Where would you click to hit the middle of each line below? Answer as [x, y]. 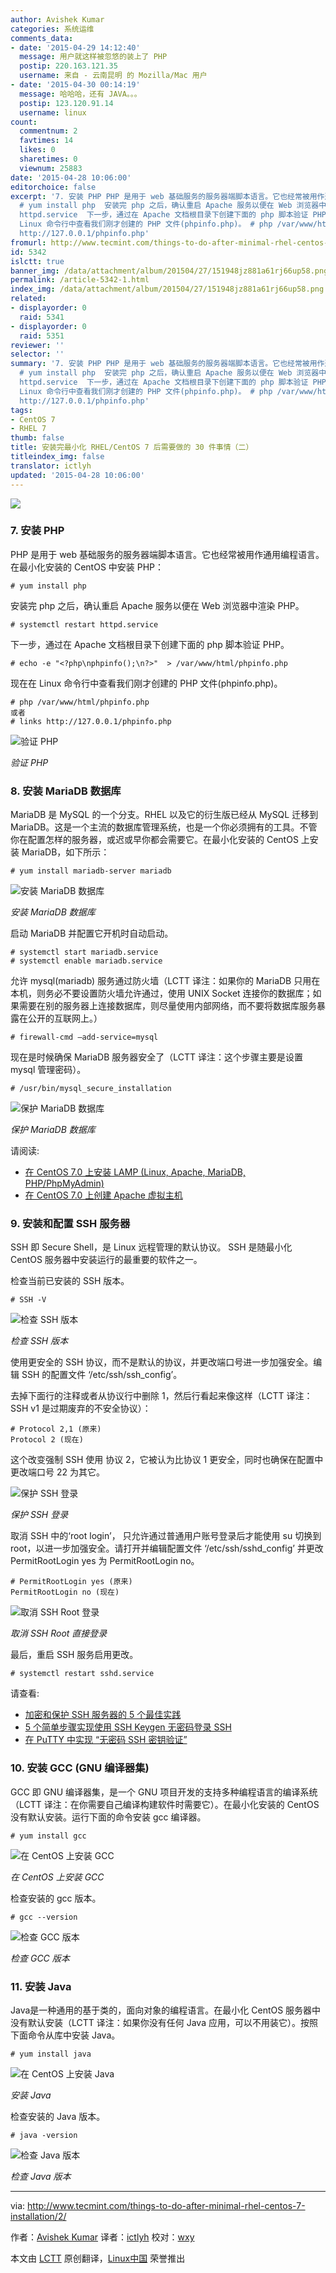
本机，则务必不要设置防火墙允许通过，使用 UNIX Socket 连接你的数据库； [161, 993]
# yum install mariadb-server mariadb [91, 871]
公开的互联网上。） [65, 1018]
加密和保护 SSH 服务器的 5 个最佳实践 [103, 1715]
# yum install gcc [48, 1836]
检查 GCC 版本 [40, 1958]
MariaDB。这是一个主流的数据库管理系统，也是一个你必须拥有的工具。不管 [164, 827]
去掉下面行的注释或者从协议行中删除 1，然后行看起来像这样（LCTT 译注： [161, 1396]
